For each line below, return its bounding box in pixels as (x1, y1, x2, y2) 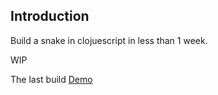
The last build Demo (10, 73, 93, 85)
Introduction (10, 8, 90, 25)
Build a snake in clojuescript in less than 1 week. (10, 34, 208, 46)
